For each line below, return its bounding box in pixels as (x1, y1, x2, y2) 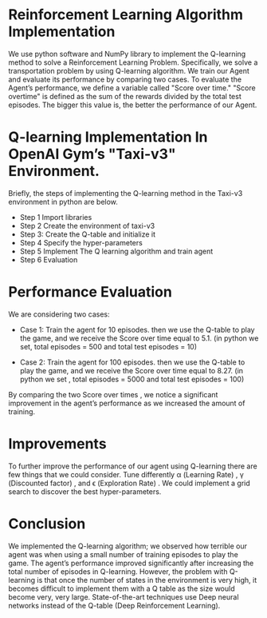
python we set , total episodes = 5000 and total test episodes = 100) (19, 374, 245, 384)
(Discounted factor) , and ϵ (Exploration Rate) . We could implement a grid (8, 478, 251, 488)
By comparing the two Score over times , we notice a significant (8, 389, 218, 399)
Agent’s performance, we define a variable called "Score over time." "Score (8, 82, 257, 93)
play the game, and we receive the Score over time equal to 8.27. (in (19, 365, 244, 375)
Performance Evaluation (8, 283, 173, 301)
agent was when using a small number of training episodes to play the (8, 549, 239, 559)
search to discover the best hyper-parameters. (8, 486, 162, 496)
